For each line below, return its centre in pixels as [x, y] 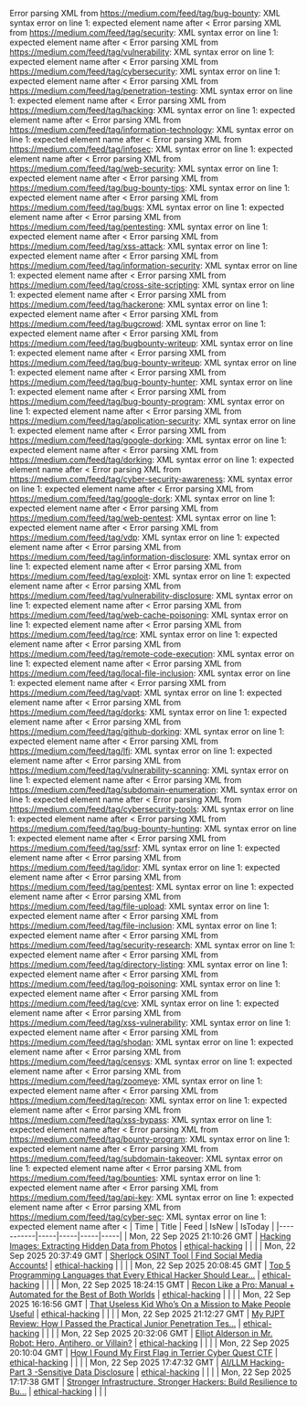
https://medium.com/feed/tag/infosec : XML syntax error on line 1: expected [152, 149]
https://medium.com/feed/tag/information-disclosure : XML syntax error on [150, 557]
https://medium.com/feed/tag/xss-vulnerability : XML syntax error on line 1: [150, 1023]
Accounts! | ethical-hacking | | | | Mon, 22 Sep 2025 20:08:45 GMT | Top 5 [150, 1265]
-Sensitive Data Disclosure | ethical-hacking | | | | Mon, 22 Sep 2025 [163, 1372]
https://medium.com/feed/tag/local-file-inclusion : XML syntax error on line [150, 673]
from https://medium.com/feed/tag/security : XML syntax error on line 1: [144, 32]
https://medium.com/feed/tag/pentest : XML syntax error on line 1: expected [152, 887]
